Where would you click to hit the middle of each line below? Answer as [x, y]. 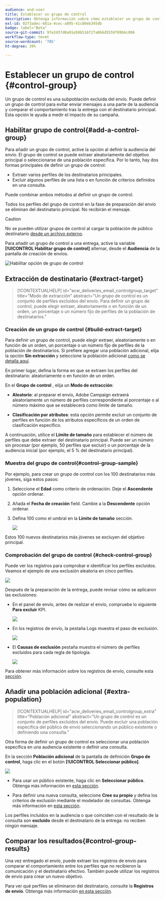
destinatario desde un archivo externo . [44, 234]
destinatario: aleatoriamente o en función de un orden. [60, 376]
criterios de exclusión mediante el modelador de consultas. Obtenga [81, 800]
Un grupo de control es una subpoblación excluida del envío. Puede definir [81, 99]
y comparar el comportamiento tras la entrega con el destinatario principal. [81, 109]
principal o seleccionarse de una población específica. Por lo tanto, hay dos [82, 160]
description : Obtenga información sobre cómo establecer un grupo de [78, 19]
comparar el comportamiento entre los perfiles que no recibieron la [73, 866]
